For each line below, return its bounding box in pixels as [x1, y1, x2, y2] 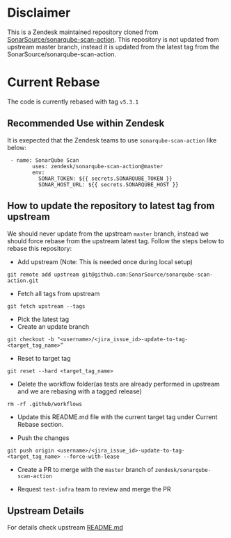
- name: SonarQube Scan [10, 156, 79, 164]
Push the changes [17, 433, 70, 442]
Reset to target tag [17, 354, 71, 362]
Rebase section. [17, 420, 64, 428]
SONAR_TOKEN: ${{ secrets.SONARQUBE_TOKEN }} [38, 175, 173, 182]
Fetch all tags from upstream [17, 289, 100, 297]
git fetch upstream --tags [7, 302, 86, 310]
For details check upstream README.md [7, 523, 124, 532]
